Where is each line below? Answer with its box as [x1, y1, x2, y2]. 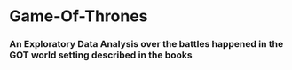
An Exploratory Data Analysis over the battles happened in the [9, 38, 284, 51]
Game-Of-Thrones [9, 6, 148, 27]
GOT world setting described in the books [9, 49, 193, 61]
